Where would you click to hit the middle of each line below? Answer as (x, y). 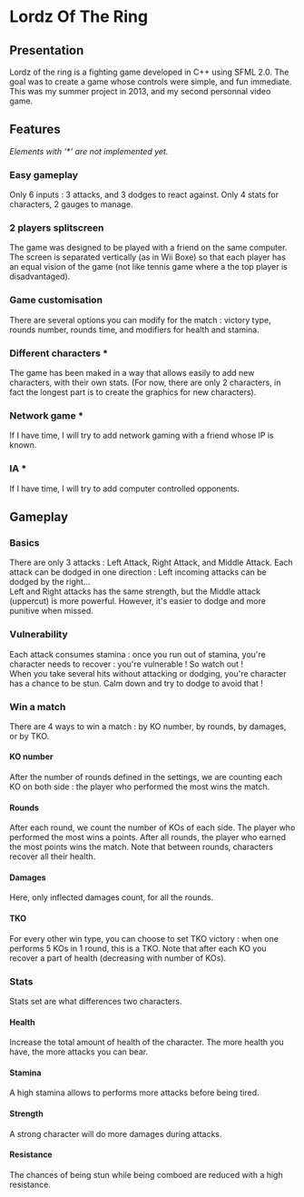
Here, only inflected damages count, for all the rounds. (112, 897)
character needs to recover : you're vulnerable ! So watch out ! (126, 664)
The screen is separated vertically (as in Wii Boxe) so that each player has (147, 257)
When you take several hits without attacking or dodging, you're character (148, 673)
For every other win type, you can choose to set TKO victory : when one (144, 938)
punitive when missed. (51, 611)
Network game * (47, 415)
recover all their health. (53, 856)
